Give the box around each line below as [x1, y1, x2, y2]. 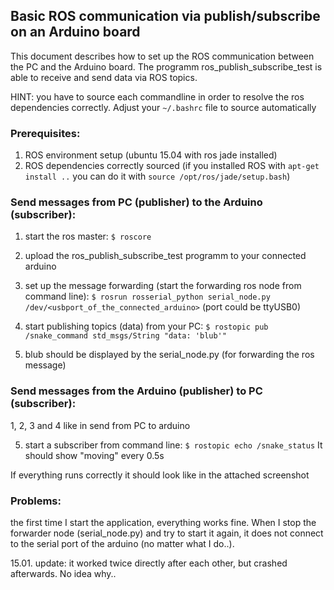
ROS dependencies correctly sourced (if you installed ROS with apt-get [24, 160, 320, 172]
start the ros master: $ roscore [24, 230, 152, 243]
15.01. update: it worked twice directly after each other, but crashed [10, 557, 288, 569]
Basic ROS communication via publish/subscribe [10, 8, 321, 25]
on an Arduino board [10, 24, 141, 41]
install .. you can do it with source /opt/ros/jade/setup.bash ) [24, 170, 291, 183]
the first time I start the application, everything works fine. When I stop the [10, 517, 317, 528]
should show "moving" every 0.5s [24, 449, 165, 461]
